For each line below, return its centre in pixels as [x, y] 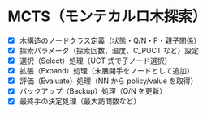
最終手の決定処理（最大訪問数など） [80, 101]
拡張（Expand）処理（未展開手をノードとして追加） [106, 71]
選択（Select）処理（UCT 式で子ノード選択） [95, 61]
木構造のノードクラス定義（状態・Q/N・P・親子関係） [110, 40]
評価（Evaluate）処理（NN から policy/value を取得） [108, 81]
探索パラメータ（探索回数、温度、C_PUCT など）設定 [109, 50]
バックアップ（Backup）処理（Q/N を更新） [93, 91]
